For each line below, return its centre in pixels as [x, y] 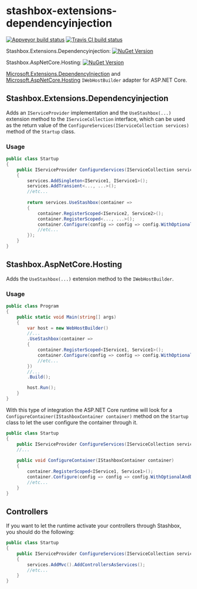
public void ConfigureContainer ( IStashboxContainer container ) [96, 461]
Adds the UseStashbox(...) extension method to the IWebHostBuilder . [90, 279]
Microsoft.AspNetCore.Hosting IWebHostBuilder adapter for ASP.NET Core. [97, 80]
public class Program [33, 306]
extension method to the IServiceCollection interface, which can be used [96, 119]
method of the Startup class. [41, 131]
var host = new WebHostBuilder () [68, 328]
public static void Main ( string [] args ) [67, 317]
